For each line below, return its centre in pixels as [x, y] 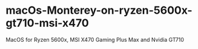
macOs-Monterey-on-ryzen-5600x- [99, 10]
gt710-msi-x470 [47, 23]
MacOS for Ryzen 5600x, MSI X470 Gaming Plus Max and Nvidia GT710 [95, 39]
